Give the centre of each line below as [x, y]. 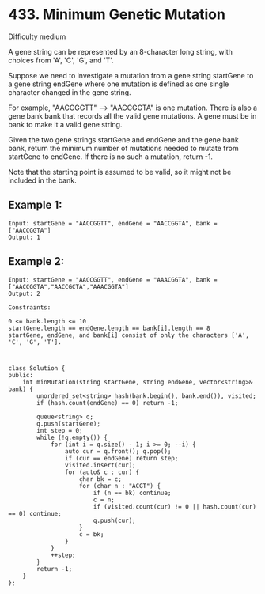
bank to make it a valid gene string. [65, 124]
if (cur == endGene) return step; [121, 458]
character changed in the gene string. [70, 92]
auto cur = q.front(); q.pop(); [118, 451]
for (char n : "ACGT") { [119, 486]
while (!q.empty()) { [72, 437]
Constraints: [30, 307]
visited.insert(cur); [100, 465]
